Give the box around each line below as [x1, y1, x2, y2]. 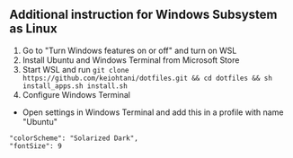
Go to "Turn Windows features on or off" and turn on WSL [22, 45, 237, 56]
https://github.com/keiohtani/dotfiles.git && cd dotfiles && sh [22, 74, 272, 83]
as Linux [9, 22, 58, 37]
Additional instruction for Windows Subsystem [9, 7, 278, 22]
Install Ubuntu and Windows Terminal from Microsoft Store [22, 54, 240, 66]
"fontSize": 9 [9, 141, 63, 151]
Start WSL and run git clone [22, 64, 129, 75]
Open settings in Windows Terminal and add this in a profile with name [22, 107, 284, 118]
